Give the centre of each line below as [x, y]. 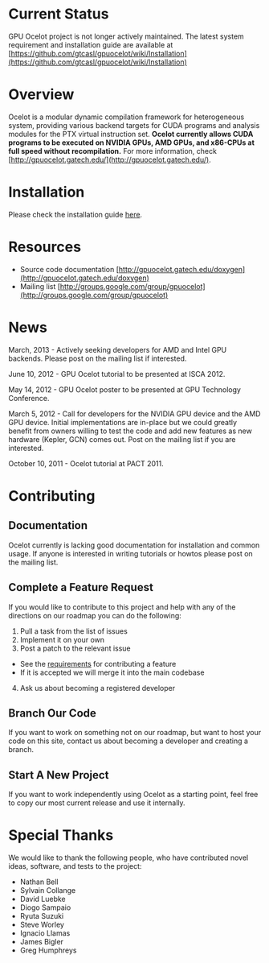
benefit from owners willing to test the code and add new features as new [130, 431]
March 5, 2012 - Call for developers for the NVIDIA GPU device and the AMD [134, 413]
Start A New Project [59, 775]
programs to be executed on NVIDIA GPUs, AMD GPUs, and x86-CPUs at [132, 143]
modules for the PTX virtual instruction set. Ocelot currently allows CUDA [131, 134]
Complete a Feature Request [81, 587]
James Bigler [42, 942]
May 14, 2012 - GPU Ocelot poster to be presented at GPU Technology [124, 389]
